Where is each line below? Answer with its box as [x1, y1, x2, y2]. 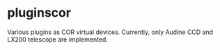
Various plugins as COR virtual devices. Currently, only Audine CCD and [7, 28, 214, 36]
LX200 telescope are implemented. [7, 35, 108, 43]
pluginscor [7, 5, 72, 21]
